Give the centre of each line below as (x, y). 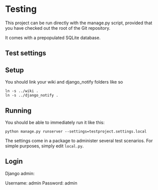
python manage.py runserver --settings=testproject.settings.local (76, 131)
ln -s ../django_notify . (32, 95)
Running (19, 111)
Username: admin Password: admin (41, 183)
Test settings (26, 53)
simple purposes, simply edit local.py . (44, 146)
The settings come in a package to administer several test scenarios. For (79, 141)
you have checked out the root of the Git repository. (58, 28)
